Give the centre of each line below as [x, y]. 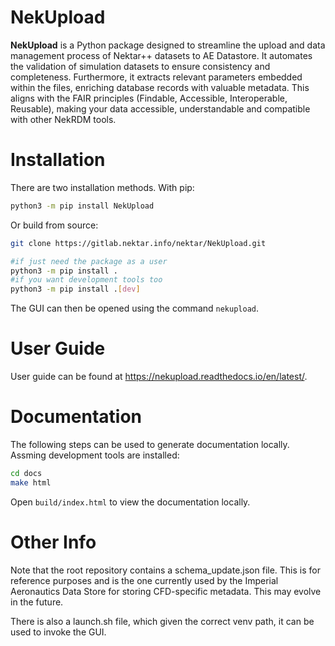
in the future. [37, 602]
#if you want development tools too [86, 280]
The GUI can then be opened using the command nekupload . [135, 308]
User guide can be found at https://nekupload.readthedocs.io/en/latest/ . [159, 377]
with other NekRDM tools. [63, 119]
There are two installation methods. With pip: [102, 187]
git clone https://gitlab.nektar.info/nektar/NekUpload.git [138, 243]
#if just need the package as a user [89, 261]
